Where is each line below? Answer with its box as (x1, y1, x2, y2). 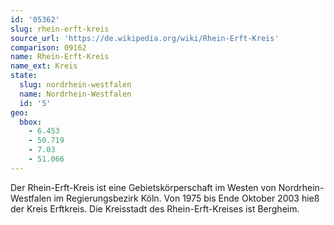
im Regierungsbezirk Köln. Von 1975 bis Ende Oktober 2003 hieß (53, 192, 320, 204)
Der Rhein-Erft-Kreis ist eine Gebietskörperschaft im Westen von (10, 181, 277, 193)
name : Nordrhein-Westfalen (19, 89, 132, 99)
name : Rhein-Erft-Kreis (10, 52, 110, 62)
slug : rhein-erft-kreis (10, 24, 110, 34)
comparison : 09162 (10, 42, 87, 53)
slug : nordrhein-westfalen (19, 80, 132, 90)
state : (10, 71, 38, 81)
